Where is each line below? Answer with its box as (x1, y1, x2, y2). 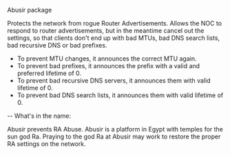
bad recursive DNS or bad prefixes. (7, 41, 107, 49)
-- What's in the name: (7, 112, 72, 120)
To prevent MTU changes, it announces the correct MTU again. (17, 54, 198, 63)
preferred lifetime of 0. (17, 69, 81, 77)
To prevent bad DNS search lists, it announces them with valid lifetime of (17, 91, 224, 99)
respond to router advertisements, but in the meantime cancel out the (7, 27, 205, 34)
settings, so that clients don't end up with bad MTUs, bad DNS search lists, (7, 34, 220, 42)
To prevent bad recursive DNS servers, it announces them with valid (17, 76, 211, 85)
